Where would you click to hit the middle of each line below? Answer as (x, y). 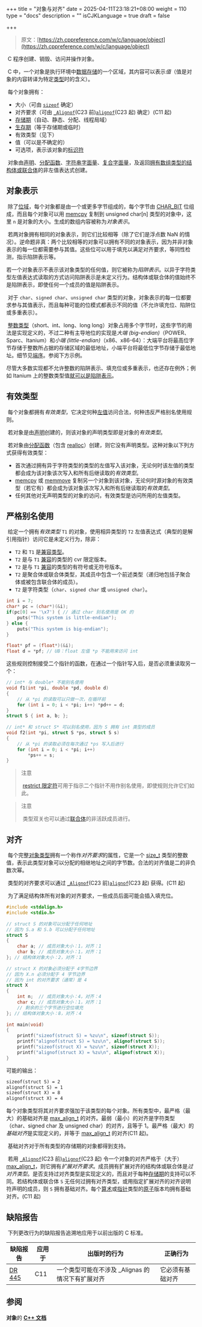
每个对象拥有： (26, 92)
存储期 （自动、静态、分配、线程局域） (62, 120)
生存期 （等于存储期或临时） (49, 127)
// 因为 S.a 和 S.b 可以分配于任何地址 (50, 930)
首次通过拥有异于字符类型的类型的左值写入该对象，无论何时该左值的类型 (104, 465)
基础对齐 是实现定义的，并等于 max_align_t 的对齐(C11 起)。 (79, 1133)
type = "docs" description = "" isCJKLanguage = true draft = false (88, 16)
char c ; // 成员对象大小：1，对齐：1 (59, 1002)
